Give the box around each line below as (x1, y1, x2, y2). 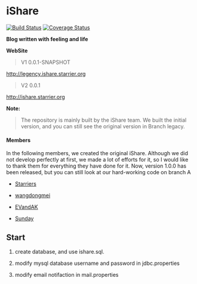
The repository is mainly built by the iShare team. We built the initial (20, 116, 187, 124)
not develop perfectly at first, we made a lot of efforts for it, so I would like (6, 156, 189, 163)
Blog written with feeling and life (6, 35, 88, 42)
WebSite (6, 47, 28, 54)
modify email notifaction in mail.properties (14, 271, 119, 278)
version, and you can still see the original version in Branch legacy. (20, 122, 185, 129)
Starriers (14, 180, 37, 187)
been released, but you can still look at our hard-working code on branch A (6, 169, 191, 176)
